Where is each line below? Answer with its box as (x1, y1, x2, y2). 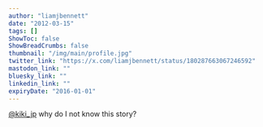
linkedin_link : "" (8, 79, 71, 87)
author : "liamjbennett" (8, 11, 89, 20)
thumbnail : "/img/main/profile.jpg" (8, 49, 132, 57)
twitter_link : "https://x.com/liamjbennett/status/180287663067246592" (8, 57, 256, 66)
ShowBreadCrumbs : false (8, 42, 89, 50)
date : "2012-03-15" (8, 19, 75, 28)
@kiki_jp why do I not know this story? (8, 109, 137, 119)
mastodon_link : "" (8, 65, 71, 73)
